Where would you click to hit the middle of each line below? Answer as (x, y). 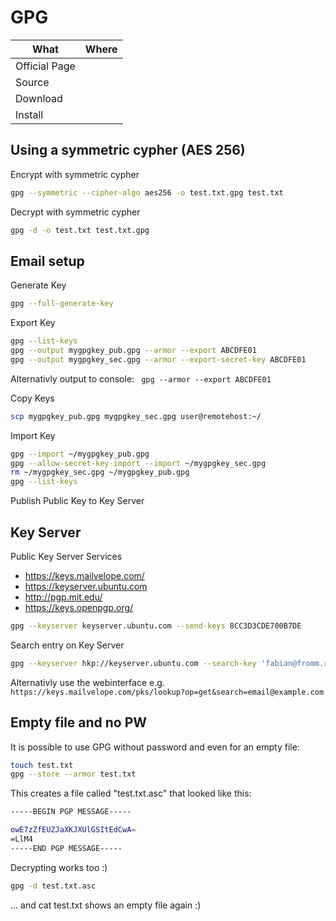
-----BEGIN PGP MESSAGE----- (71, 812)
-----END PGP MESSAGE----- (66, 848)
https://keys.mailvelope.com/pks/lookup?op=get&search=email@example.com (167, 692)
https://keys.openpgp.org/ (79, 607)
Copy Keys (32, 398)
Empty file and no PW (79, 722)
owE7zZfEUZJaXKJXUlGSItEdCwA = (73, 830)
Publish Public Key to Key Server (77, 501)
